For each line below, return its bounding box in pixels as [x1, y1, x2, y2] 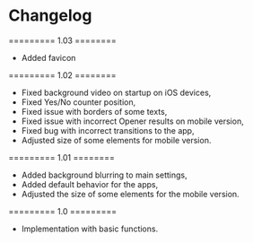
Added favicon [21, 52, 76, 63]
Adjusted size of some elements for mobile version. [21, 135, 212, 145]
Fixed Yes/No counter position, [21, 96, 136, 108]
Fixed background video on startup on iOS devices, [21, 87, 212, 98]
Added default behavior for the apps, [21, 178, 159, 189]
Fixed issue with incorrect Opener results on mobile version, [21, 116, 244, 126]
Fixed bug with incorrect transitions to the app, [21, 125, 195, 135]
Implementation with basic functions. [21, 223, 159, 234]
